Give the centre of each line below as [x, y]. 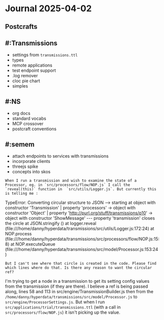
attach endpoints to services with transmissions [60, 156]
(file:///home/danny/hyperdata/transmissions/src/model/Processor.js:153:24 [82, 250]
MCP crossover [28, 124]
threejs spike [25, 166]
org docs [21, 114]
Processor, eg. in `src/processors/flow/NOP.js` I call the [68, 185]
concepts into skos [31, 172]
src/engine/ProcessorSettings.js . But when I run [55, 302]
